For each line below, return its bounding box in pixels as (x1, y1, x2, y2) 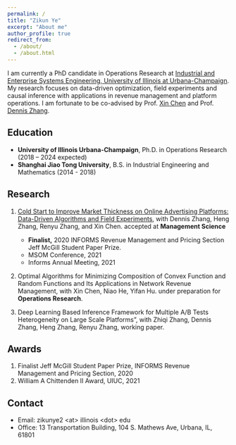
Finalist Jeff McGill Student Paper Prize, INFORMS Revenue (17, 362, 190, 370)
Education (7, 127, 54, 139)
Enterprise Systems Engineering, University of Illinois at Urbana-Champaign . (7, 76, 230, 84)
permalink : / (7, 10, 46, 18)
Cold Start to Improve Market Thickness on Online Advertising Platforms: (17, 207, 229, 215)
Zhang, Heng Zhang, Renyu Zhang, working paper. (17, 322, 165, 331)
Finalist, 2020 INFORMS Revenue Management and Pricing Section (27, 235, 225, 244)
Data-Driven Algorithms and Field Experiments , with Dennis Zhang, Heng (17, 214, 230, 222)
